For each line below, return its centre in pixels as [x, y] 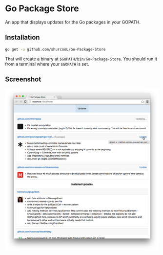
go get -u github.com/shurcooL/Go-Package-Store [55, 49]
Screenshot [23, 80]
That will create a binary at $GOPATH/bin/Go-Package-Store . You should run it [81, 59]
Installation [22, 37]
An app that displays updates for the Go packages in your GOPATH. [73, 22]
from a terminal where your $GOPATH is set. [47, 64]
